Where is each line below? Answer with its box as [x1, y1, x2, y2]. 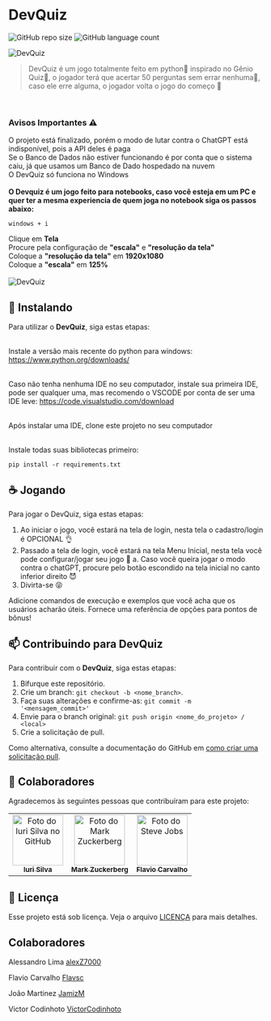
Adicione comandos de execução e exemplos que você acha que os [8, 595, 236, 605]
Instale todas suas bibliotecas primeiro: [8, 445, 139, 455]
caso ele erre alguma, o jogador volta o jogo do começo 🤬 [28, 81, 222, 91]
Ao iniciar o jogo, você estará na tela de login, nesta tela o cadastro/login [19, 525, 264, 534]
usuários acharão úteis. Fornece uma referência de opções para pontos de [8, 604, 257, 614]
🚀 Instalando [8, 300, 73, 314]
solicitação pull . [8, 751, 61, 761]
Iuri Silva [23, 865, 53, 874]
